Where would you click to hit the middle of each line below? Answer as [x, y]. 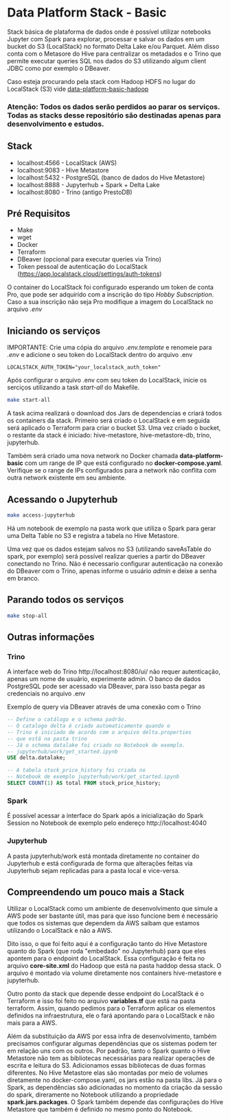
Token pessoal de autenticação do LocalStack [82, 267]
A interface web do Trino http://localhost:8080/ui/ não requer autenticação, [114, 671]
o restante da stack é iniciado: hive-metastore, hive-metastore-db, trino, [109, 435]
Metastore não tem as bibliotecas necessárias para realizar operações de [111, 1058]
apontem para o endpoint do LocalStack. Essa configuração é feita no [106, 958]
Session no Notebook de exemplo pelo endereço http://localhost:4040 [107, 823]
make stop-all [27, 616]
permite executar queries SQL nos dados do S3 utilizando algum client [107, 61]
